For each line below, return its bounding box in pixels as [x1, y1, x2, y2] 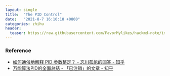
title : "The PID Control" [5, 12, 62, 17]
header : [5, 26, 22, 31]
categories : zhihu [5, 21, 44, 26]
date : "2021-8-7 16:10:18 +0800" [5, 16, 80, 21]
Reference [5, 47, 31, 54]
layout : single [5, 7, 37, 12]
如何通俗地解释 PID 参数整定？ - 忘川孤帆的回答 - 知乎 [12, 59, 125, 65]
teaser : [10, 30, 26, 35]
